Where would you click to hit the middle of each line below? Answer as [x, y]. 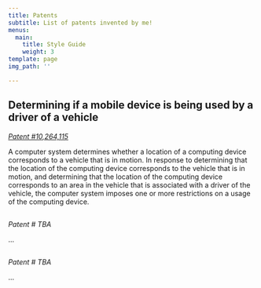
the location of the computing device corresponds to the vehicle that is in [127, 168]
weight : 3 [39, 52]
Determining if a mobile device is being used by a [131, 106]
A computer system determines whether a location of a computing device [127, 151]
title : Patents [33, 15]
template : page [33, 60]
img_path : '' [29, 67]
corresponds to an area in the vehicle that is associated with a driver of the [129, 184]
